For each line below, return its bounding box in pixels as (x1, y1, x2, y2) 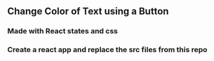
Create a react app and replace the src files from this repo (7, 45, 208, 55)
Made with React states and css (7, 26, 118, 36)
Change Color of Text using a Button (7, 6, 169, 17)
